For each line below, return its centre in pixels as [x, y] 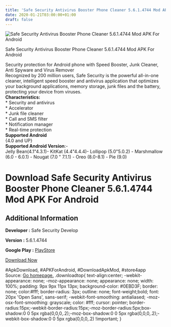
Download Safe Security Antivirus [78, 178]
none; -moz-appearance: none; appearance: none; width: [93, 281]
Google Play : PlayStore [30, 250]
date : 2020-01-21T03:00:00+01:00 [41, 15]
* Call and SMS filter [26, 119]
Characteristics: [23, 97]
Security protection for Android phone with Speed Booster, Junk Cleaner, [82, 65]
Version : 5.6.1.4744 [26, 240]
